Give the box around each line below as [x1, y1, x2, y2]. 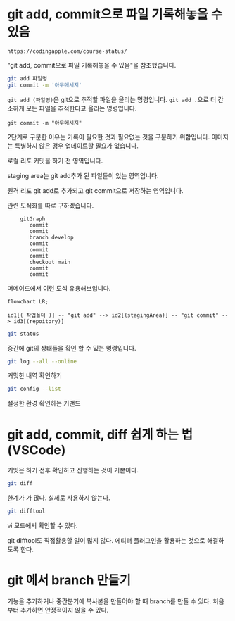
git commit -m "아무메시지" [7, 119, 82, 127]
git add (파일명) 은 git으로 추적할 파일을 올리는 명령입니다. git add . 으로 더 [7, 95, 217, 103]
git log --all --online [7, 358, 77, 365]
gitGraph [20, 215, 46, 222]
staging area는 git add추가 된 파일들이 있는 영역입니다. [7, 171, 160, 180]
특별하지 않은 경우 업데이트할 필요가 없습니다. [14, 142, 139, 150]
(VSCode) [7, 441, 66, 458]
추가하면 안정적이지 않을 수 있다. [20, 606, 109, 614]
